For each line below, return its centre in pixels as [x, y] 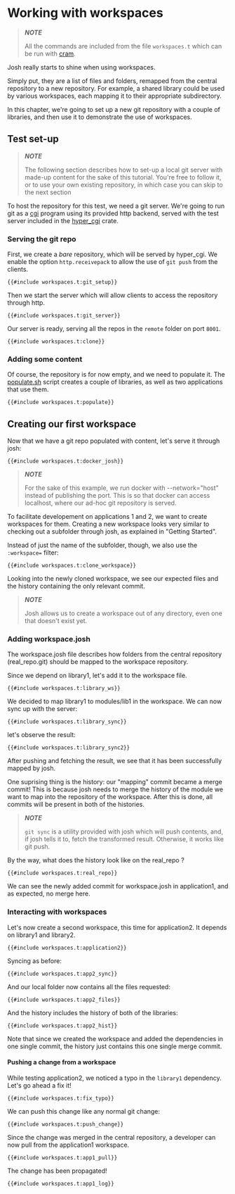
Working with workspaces [85, 13]
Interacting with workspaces [57, 912]
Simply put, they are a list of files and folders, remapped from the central [112, 81]
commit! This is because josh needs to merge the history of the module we [115, 789]
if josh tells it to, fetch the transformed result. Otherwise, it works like [124, 839]
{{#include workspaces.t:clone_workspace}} [72, 566]
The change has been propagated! [57, 1171]
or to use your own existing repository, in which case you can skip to [123, 184]
